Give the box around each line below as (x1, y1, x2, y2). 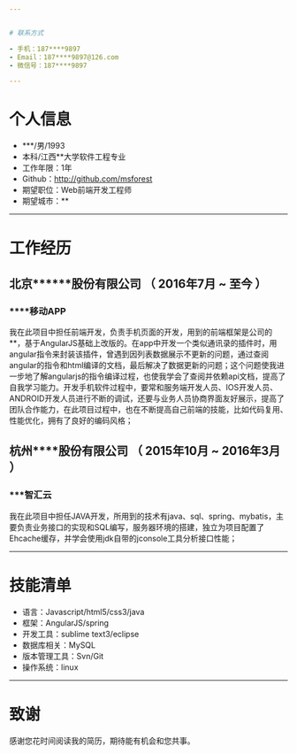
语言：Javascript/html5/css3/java (21, 606, 145, 617)
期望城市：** (21, 196, 69, 206)
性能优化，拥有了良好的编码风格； (9, 415, 133, 426)
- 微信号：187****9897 (9, 61, 88, 70)
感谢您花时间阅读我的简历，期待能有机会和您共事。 (9, 735, 195, 746)
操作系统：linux (21, 661, 79, 673)
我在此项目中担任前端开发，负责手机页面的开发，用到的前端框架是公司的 (9, 327, 272, 337)
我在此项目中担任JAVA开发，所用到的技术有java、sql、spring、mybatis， (9, 511, 277, 521)
